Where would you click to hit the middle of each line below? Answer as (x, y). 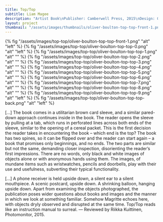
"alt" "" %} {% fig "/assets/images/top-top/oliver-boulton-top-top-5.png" (78, 72)
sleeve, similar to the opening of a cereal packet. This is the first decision (78, 128)
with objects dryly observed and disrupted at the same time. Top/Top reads (80, 205)
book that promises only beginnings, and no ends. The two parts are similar (81, 143)
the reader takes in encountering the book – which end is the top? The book (81, 133)
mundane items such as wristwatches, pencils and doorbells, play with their (81, 164)
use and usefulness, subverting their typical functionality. (62, 169)
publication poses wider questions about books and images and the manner (81, 194)
